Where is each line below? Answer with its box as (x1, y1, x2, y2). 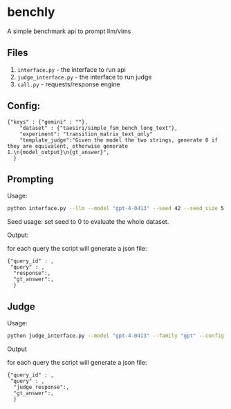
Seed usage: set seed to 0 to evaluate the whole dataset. (7, 218, 169, 226)
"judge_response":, (13, 383, 70, 390)
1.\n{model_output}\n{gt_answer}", (7, 149, 110, 155)
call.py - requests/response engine (17, 80, 120, 88)
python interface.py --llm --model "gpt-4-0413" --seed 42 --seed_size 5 (7, 205, 225, 212)
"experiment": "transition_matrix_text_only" (19, 131, 154, 137)
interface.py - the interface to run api (17, 65, 127, 73)
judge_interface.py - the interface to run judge (17, 73, 152, 81)
